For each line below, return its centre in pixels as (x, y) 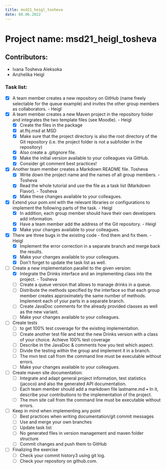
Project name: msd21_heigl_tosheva (81, 39)
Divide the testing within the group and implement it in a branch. (85, 350)
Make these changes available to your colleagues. (71, 197)
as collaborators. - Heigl (37, 109)
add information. (36, 218)
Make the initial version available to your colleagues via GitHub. (84, 158)
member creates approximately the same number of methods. (83, 296)
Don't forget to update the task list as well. (63, 262)
